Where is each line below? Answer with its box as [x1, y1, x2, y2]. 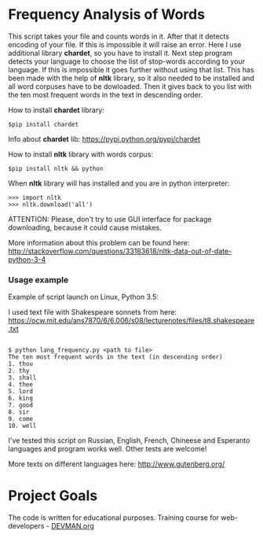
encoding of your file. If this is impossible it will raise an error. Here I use [8, 39, 242, 49]
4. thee [8, 381, 34, 389]
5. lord [8, 388, 34, 396]
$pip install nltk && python [8, 164, 104, 172]
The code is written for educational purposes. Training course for [8, 513, 220, 522]
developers [8, 521, 45, 531]
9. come [8, 415, 34, 423]
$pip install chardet [8, 120, 79, 128]
